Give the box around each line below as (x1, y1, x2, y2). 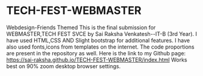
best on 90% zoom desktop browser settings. (6, 62, 121, 70)
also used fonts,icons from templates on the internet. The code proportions (6, 43, 194, 50)
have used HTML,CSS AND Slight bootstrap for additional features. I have (6, 36, 190, 44)
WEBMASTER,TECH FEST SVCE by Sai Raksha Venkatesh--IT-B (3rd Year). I (6, 30, 198, 37)
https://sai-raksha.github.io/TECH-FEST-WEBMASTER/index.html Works (6, 56, 187, 63)
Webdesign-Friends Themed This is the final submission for (6, 24, 156, 31)
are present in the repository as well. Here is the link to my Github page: (6, 49, 186, 57)
